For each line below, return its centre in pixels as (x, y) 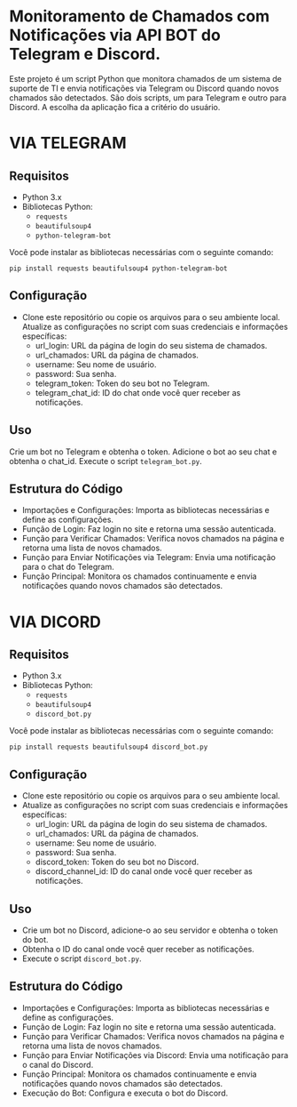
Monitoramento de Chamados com (140, 16)
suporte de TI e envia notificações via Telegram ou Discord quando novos (144, 88)
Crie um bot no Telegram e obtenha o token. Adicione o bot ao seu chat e (143, 452)
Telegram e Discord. (85, 54)
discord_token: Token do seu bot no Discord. (117, 862)
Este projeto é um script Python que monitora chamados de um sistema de (145, 78)
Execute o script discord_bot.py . (82, 959)
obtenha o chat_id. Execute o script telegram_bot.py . (106, 461)
